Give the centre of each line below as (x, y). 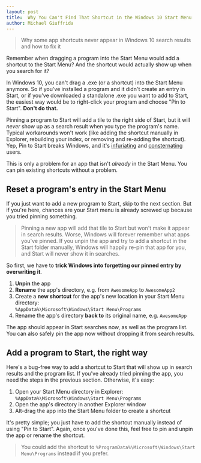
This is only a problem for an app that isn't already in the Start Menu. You (97, 164)
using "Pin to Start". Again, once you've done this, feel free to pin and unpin (100, 429)
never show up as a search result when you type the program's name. (93, 127)
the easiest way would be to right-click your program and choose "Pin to (96, 102)
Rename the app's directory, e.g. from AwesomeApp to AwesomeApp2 (95, 290)
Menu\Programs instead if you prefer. (65, 453)
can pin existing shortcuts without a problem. (62, 170)
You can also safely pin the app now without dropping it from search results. (100, 334)
